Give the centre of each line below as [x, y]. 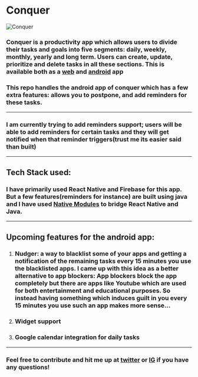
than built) [21, 147]
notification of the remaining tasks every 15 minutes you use [103, 261]
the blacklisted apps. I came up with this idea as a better [96, 269]
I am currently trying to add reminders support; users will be [94, 125]
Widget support [38, 321]
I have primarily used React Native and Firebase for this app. [94, 189]
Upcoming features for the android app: [80, 237]
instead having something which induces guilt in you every [101, 298]
